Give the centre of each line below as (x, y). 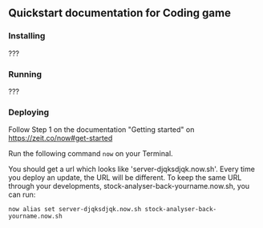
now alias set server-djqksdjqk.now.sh (75, 210)
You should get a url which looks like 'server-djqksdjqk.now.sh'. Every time (131, 169)
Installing (27, 36)
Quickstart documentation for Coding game (119, 13)
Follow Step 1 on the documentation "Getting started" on (101, 130)
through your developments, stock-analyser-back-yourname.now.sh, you (129, 186)
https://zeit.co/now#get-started (61, 138)
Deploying (29, 112)
